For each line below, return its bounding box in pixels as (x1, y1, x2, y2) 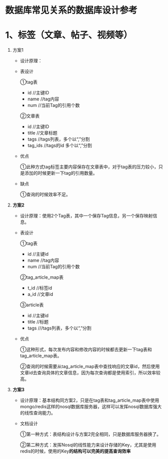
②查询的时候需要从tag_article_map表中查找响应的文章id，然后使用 (20, 364, 160, 370)
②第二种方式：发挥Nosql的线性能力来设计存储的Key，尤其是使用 (20, 442, 156, 448)
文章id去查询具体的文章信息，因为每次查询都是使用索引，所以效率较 (20, 370, 161, 376)
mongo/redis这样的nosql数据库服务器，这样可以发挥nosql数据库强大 (20, 404, 162, 410)
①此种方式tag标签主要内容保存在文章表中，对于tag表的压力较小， (20, 164, 159, 170)
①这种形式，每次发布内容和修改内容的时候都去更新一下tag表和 (20, 347, 152, 353)
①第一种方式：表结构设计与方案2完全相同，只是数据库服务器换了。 (20, 431, 161, 437)
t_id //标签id (27, 285, 52, 291)
